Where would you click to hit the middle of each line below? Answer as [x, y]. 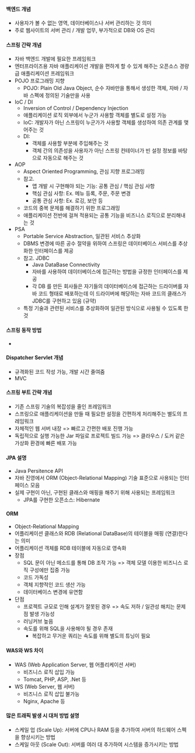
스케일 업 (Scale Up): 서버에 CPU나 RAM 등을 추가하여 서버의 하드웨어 [95, 730]
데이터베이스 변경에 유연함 [53, 592]
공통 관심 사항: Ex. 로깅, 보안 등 [67, 201]
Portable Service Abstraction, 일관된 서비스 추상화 [82, 236]
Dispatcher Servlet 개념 [35, 357]
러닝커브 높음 [38, 621]
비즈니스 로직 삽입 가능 [49, 672]
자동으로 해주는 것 [63, 158]
